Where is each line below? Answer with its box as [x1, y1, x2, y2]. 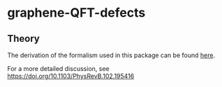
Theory [7, 33, 40, 45]
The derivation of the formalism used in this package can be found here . [7, 51, 215, 59]
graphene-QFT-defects [7, 5, 146, 21]
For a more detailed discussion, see [7, 65, 110, 72]
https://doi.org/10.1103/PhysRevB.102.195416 [7, 72, 135, 80]
